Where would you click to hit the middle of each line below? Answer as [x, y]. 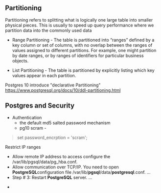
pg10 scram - [33, 128]
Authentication [27, 117]
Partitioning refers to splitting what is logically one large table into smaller [79, 20]
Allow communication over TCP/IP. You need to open [65, 167]
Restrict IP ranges [23, 147]
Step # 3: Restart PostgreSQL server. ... [52, 177]
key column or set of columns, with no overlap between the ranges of [82, 45]
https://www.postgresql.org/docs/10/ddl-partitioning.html [63, 90]
